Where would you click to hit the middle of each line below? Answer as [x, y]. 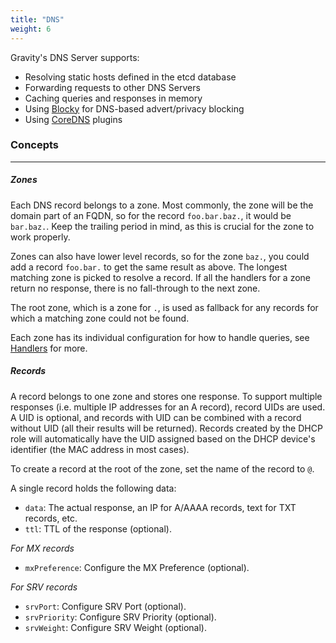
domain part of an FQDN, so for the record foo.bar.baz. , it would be [151, 215]
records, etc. [51, 518]
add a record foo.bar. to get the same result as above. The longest [149, 267]
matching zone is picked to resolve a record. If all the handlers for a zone [161, 277]
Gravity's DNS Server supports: [75, 57]
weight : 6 [31, 29]
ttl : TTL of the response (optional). [98, 528]
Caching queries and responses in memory [113, 98]
